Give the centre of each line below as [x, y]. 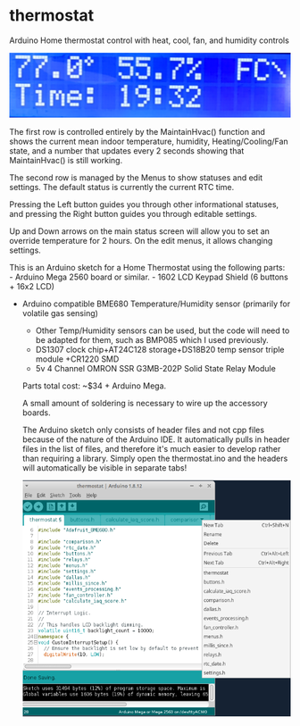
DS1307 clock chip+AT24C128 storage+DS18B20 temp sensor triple [160, 349]
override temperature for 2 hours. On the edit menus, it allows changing [141, 240]
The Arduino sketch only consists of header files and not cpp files [143, 430]
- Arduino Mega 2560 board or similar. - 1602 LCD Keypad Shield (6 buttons [149, 277]
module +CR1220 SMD [77, 359]
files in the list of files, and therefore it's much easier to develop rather [151, 448]
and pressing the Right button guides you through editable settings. [133, 213]
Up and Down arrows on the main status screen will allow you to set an [140, 231]
